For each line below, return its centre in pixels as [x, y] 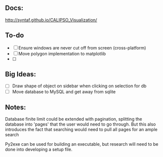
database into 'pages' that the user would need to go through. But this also [81, 124]
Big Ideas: [21, 74]
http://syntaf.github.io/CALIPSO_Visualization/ [51, 20]
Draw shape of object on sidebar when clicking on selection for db [79, 86]
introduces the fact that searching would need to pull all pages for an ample [81, 130]
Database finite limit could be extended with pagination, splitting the [74, 119]
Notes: [15, 107]
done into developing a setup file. [39, 150]
